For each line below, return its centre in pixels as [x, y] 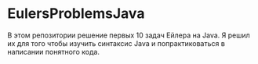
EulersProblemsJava [76, 14]
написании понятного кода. [53, 52]
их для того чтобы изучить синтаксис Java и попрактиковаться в [116, 43]
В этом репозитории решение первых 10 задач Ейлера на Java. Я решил [129, 35]
